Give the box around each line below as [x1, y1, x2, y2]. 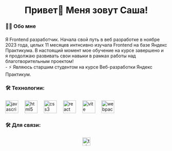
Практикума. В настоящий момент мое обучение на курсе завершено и [5, 48, 164, 54]
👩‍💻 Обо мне [5, 23, 36, 30]
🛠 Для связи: [5, 121, 41, 128]
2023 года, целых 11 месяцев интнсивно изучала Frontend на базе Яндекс [5, 42, 167, 48]
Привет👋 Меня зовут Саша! [25, 5, 148, 16]
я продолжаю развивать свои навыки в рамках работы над [5, 53, 136, 59]
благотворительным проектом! [5, 58, 74, 64]
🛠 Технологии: [5, 84, 45, 91]
